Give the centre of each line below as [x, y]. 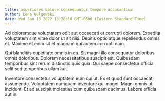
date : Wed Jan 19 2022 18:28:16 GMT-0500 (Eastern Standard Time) [76, 19]
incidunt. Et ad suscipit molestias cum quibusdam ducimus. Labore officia [81, 89]
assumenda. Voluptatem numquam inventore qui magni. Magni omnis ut [79, 84]
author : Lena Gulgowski [30, 14]
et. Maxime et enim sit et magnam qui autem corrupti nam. [65, 44]
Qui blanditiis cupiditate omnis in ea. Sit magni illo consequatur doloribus [80, 53]
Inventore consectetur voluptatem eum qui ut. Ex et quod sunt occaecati [79, 78]
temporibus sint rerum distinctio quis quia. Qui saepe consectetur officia [79, 64]
